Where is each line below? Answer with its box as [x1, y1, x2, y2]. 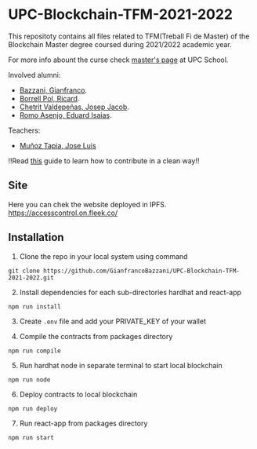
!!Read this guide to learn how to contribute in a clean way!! [8, 155, 200, 166]
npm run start [8, 433, 55, 441]
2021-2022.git [8, 273, 55, 282]
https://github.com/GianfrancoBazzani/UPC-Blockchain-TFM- [42, 267, 241, 275]
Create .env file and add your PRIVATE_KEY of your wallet [19, 316, 206, 326]
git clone [8, 267, 41, 275]
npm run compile [8, 347, 61, 355]
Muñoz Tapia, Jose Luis [19, 141, 96, 150]
